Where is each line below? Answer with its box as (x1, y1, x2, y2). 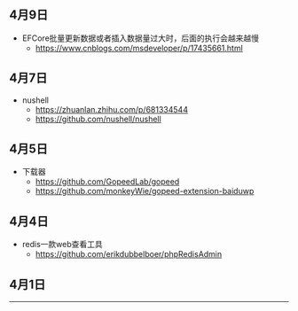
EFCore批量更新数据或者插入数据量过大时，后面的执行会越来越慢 (21, 33, 260, 43)
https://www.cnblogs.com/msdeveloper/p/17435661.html (35, 43, 244, 53)
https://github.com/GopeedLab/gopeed (35, 176, 180, 187)
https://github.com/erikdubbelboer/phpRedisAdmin (35, 249, 223, 260)
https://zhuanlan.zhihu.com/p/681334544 (35, 104, 189, 114)
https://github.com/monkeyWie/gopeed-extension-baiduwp (35, 186, 255, 197)
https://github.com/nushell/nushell (35, 113, 161, 124)
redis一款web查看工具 (21, 239, 104, 250)
